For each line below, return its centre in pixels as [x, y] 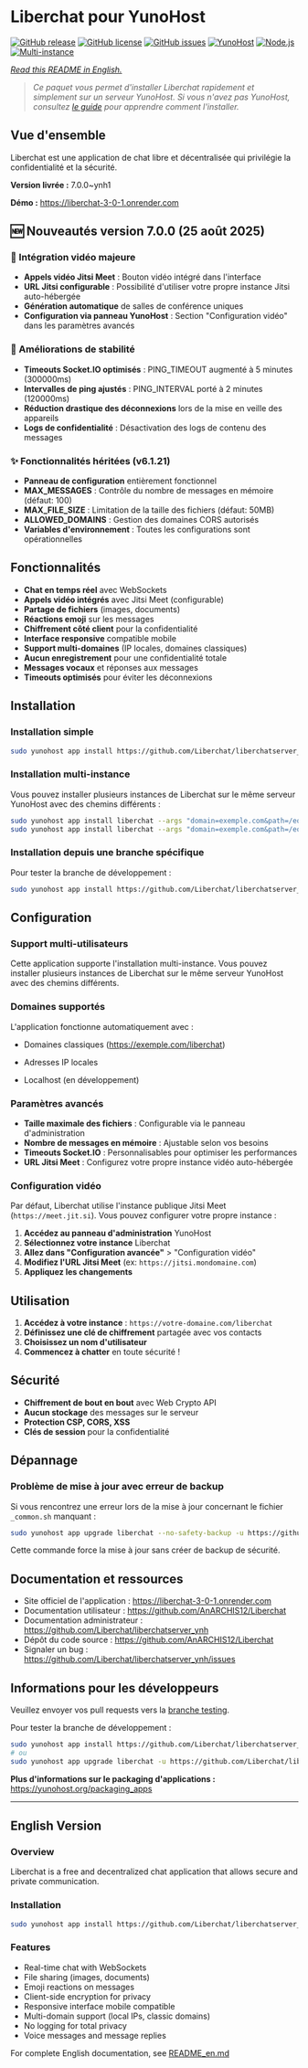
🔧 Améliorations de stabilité [73, 349]
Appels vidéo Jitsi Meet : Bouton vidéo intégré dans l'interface [142, 277]
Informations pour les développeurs [115, 1688]
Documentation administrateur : [83, 1620]
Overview [32, 1851]
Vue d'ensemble [58, 136]
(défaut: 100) [48, 501]
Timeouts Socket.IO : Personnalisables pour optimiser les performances [160, 1152]
